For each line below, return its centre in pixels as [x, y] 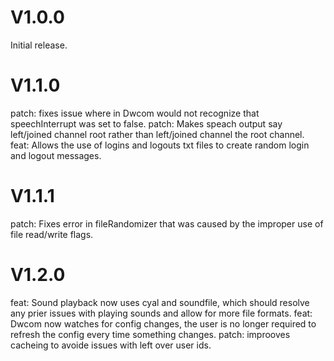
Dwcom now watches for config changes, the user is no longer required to [163, 323]
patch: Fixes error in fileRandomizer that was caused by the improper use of [167, 223]
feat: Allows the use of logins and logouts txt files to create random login [160, 145]
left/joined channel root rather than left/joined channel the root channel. [157, 134]
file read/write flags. [52, 234]
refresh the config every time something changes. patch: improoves [150, 334]
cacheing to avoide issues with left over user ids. [111, 345]
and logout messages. [56, 155]
